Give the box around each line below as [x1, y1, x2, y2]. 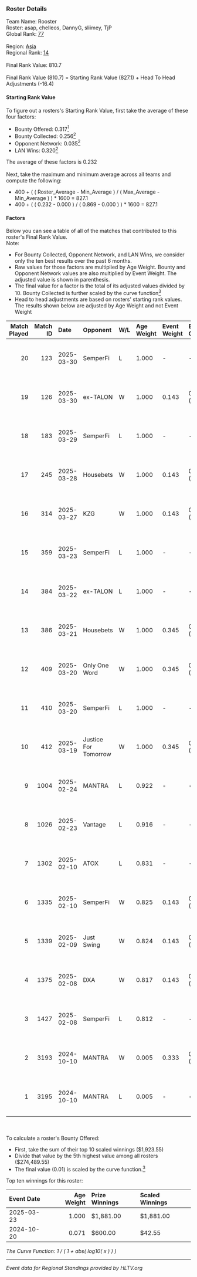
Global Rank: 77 [6, 31, 44, 38]
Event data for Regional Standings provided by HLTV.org [6, 1264, 143, 1271]
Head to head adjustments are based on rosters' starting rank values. [14, 296, 182, 303]
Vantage [83, 820, 106, 828]
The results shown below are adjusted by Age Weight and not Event [14, 302, 179, 309]
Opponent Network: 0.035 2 [14, 138, 81, 147]
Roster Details [6, 5, 47, 13]
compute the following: [6, 177, 62, 184]
